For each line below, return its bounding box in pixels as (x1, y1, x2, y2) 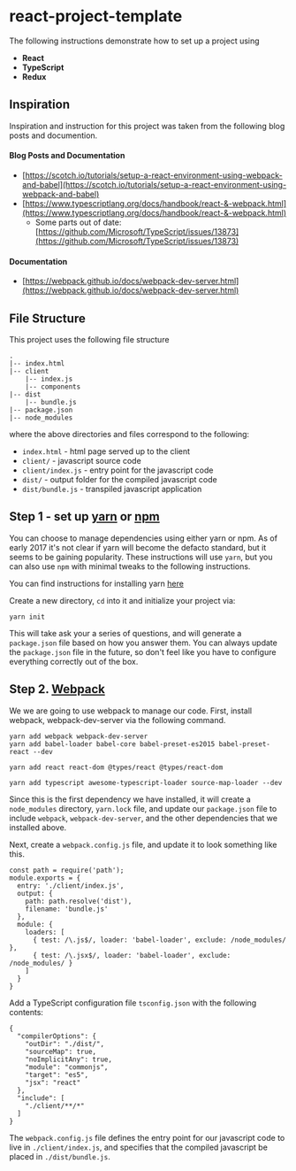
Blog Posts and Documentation (9, 150, 125, 161)
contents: (9, 1006, 44, 1017)
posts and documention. (9, 130, 98, 141)
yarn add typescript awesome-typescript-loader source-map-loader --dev (9, 778, 283, 787)
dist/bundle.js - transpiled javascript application (21, 483, 202, 494)
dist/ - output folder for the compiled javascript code (21, 474, 218, 484)
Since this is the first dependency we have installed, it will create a (9, 794, 252, 805)
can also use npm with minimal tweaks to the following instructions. (9, 560, 251, 572)
